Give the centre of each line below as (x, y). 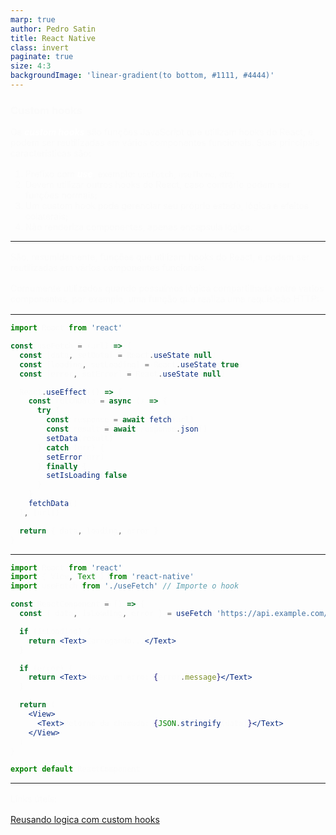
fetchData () (53, 504)
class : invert (40, 47)
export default (42, 769)
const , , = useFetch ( (118, 614)
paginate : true (42, 57)
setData (62, 438)
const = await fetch (109, 420)
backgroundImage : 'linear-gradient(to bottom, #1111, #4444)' (142, 76)
